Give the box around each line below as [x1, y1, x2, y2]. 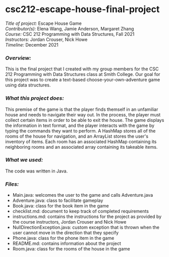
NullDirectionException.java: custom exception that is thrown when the [12, 224, 160, 231]
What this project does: [5, 95, 64, 102]
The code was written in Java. [5, 168, 68, 174]
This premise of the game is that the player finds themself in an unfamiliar [5, 106, 158, 112]
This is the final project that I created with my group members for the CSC [5, 66, 159, 72]
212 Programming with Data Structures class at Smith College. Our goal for [5, 71, 160, 77]
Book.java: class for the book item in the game [12, 203, 109, 209]
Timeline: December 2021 [5, 41, 59, 48]
